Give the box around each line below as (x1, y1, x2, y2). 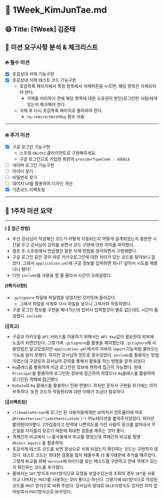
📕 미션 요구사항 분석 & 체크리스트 (5, 43, 98, 51)
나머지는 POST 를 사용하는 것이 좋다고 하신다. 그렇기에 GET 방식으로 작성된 (21, 476, 158, 482)
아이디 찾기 (12, 168, 34, 174)
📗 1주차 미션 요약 (5, 207, 52, 215)
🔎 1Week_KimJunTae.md (5, 4, 107, 16)
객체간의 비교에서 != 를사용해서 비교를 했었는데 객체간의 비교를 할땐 (12, 434, 141, 439)
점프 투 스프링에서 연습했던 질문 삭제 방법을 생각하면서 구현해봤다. (12, 248, 138, 253)
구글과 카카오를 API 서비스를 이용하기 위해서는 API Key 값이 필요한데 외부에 (12, 333, 154, 339)
